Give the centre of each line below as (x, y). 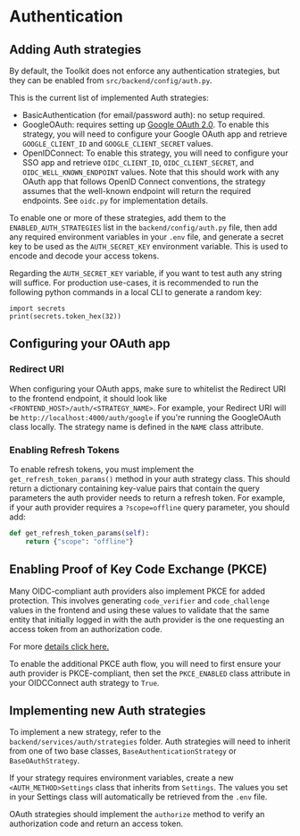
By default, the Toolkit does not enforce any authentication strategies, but (145, 71)
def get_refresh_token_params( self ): (79, 533)
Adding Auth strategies (75, 50)
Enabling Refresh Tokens (65, 450)
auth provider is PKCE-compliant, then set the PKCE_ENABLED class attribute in (150, 673)
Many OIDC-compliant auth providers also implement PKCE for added (137, 591)
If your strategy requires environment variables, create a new (121, 778)
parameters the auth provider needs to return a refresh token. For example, (147, 497)
